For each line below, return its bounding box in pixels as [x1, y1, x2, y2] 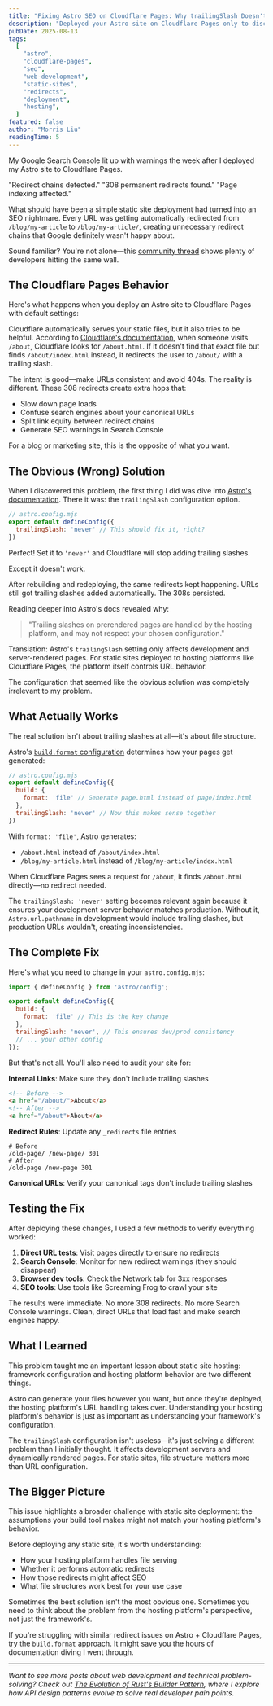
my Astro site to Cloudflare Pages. [8, 164, 123, 173]
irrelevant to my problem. [8, 686, 93, 695]
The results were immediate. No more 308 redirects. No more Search [8, 1298, 240, 1308]
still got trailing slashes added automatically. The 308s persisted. [8, 588, 226, 598]
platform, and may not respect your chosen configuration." [28, 628, 225, 638]
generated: [8, 755, 45, 765]
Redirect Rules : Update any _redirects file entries [8, 1127, 177, 1136]
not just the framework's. [8, 1614, 93, 1625]
